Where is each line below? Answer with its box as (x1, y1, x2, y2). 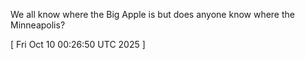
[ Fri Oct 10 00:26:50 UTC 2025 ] (10, 39, 146, 50)
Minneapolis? (10, 19, 66, 31)
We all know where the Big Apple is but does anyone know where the (10, 9, 295, 20)
